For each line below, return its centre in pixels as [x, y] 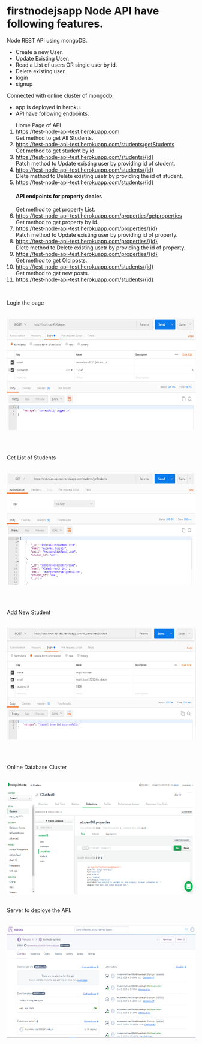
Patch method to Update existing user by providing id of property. [97, 235]
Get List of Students [31, 458]
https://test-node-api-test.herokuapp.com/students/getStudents [95, 144]
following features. [55, 24]
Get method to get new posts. [52, 273]
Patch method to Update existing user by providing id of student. [95, 163]
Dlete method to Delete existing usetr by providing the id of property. [100, 248]
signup [24, 84]
